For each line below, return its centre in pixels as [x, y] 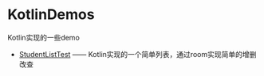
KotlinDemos [51, 15]
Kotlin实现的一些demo [44, 37]
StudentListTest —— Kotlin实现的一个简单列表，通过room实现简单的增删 [138, 54]
